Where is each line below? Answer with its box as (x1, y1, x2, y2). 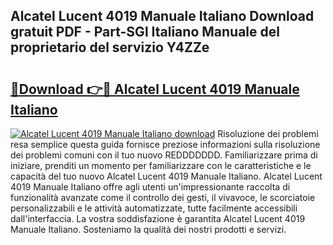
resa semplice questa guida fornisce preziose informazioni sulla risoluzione (10, 139, 321, 150)
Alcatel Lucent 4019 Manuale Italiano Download (10, 8, 315, 25)
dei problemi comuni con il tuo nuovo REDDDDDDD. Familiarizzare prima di (10, 149, 318, 161)
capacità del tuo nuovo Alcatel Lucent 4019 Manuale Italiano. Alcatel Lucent (10, 170, 323, 182)
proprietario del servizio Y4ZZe (10, 39, 210, 56)
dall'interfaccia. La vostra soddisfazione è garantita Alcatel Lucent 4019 (10, 213, 306, 224)
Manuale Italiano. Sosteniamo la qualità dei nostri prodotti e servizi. (10, 224, 287, 235)
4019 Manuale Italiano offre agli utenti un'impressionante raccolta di (10, 181, 291, 193)
